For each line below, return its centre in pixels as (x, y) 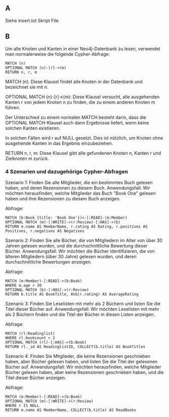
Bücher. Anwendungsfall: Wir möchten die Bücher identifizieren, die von (80, 251)
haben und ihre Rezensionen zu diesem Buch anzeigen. (63, 198)
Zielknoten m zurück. (27, 158)
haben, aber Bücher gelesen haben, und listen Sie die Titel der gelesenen (81, 361)
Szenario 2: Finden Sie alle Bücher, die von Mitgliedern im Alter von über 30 (84, 240)
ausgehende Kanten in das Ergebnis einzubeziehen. (59, 143)
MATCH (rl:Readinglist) (30, 333)
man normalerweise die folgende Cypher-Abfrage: (58, 54)
